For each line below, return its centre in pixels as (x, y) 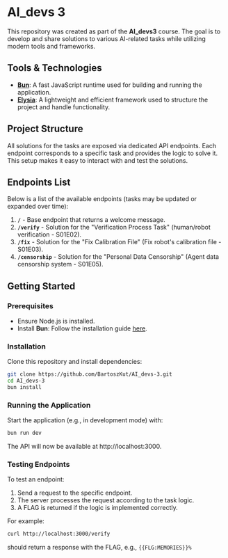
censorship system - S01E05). (60, 264)
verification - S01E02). (49, 234)
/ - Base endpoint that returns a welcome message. (91, 220)
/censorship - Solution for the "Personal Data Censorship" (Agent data (118, 257)
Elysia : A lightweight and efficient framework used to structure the (113, 99)
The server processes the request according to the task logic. (106, 500)
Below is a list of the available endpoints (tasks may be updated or (102, 199)
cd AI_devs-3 (26, 381)
